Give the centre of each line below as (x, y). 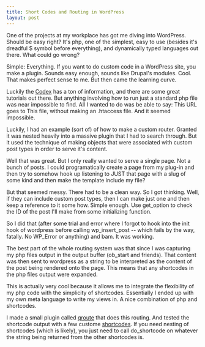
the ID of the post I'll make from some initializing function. (79, 211)
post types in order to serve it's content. (57, 149)
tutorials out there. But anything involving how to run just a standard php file (102, 98)
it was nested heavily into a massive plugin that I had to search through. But (102, 136)
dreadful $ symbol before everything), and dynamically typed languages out (102, 48)
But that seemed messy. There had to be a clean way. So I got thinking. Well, (103, 192)
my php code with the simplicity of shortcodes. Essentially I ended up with (100, 293)
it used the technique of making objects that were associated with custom (99, 142)
